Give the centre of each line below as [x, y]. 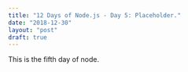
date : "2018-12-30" [40, 23]
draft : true [28, 37]
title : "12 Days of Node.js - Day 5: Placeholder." [94, 15]
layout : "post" [33, 30]
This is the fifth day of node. [54, 59]
